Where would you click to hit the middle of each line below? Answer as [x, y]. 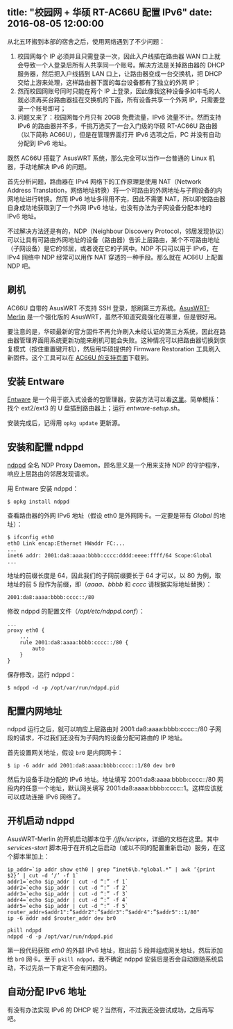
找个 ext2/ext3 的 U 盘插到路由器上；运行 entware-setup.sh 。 [95, 408]
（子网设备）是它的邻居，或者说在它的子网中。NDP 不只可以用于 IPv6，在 [113, 248]
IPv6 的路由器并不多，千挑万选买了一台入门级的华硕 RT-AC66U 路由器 [118, 126]
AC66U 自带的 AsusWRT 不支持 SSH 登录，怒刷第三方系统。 [94, 308]
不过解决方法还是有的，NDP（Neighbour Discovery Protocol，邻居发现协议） [116, 231]
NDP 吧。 [21, 266]
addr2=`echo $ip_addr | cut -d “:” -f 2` [68, 888]
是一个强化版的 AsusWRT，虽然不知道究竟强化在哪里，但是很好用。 [123, 317]
